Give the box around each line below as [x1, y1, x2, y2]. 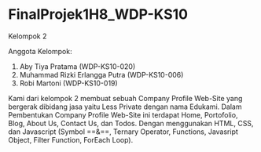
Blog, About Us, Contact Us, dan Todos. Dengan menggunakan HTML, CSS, [8, 118, 254, 128]
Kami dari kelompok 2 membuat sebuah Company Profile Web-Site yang [8, 93, 243, 103]
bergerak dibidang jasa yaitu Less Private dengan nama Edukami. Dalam [8, 102, 242, 111]
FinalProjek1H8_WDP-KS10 [8, 5, 189, 24]
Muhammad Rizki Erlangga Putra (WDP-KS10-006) [19, 70, 184, 79]
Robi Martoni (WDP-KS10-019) [19, 78, 118, 88]
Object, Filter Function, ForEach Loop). [8, 135, 134, 144]
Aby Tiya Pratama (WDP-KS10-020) [19, 61, 136, 71]
